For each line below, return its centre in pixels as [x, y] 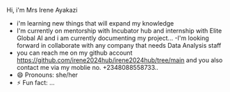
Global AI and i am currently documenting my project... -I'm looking [113, 38]
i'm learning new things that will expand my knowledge [95, 23]
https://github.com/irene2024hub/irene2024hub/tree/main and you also [120, 60]
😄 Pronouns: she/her [47, 75]
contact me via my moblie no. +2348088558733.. [88, 67]
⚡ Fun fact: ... [35, 83]
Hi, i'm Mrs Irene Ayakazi [42, 10]
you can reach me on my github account [74, 53]
